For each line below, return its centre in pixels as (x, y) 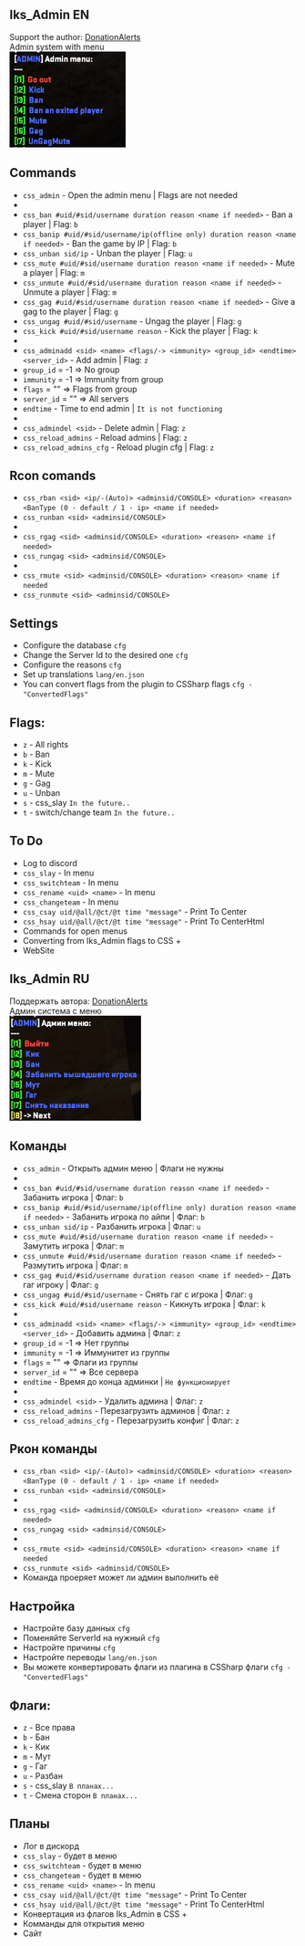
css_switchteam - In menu (71, 882)
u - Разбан (43, 1775)
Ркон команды (54, 1449)
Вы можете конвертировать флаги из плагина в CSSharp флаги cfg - (157, 1667)
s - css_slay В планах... (68, 1785)
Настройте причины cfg (69, 1648)
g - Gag (37, 783)
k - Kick (37, 764)
